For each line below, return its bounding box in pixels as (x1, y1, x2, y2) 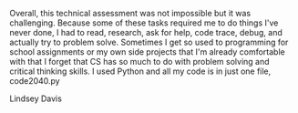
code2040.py (9, 76, 61, 86)
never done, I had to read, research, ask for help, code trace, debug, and (9, 27, 283, 37)
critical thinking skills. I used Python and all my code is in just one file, (9, 66, 272, 77)
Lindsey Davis (9, 93, 62, 104)
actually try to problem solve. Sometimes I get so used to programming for (9, 36, 289, 47)
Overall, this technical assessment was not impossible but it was (9, 8, 252, 18)
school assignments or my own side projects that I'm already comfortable (9, 46, 285, 57)
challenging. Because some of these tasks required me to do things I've (9, 17, 279, 28)
